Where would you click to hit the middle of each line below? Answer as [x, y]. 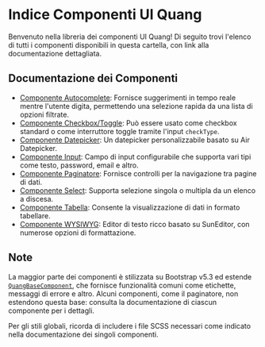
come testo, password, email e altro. [79, 165]
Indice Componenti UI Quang [105, 15]
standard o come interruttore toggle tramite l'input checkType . [119, 131]
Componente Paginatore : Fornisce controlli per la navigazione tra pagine [138, 173]
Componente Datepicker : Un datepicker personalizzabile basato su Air [134, 140]
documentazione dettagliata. [55, 53]
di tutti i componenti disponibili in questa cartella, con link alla [109, 44]
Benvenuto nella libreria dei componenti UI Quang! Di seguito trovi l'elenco [130, 37]
